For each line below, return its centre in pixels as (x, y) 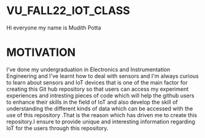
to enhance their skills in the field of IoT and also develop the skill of (92, 102)
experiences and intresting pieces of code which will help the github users (100, 95)
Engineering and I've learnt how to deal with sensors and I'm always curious (102, 76)
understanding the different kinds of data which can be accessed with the (100, 109)
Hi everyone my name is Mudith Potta (54, 28)
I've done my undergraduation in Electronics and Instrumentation (88, 69)
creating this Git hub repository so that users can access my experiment (98, 89)
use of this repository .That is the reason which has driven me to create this (102, 115)
